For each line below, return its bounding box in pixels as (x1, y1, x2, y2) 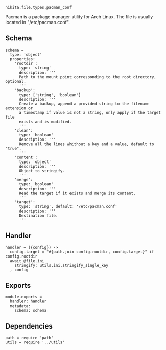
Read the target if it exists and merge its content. (18, 191, 136, 196)
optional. (5, 79, 27, 84)
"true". (5, 146, 22, 151)
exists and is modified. (18, 119, 72, 124)
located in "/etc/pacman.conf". (5, 19, 70, 25)
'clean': (14, 128, 33, 133)
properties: (10, 56, 36, 61)
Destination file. (18, 213, 58, 218)
